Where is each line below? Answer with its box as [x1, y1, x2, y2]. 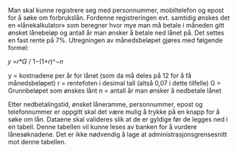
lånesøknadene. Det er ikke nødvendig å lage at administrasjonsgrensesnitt [8, 130, 227, 139]
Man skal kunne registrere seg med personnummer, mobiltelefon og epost [8, 6, 224, 14]
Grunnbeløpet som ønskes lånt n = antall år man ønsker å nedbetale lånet [8, 86, 222, 95]
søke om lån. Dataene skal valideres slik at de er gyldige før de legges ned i [8, 115, 229, 123]
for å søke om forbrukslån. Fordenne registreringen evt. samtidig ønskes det [8, 13, 230, 22]
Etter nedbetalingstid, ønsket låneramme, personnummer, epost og [8, 100, 203, 108]
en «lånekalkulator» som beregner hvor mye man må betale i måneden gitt [8, 21, 225, 29]
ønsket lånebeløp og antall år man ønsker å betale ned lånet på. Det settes [8, 28, 225, 37]
